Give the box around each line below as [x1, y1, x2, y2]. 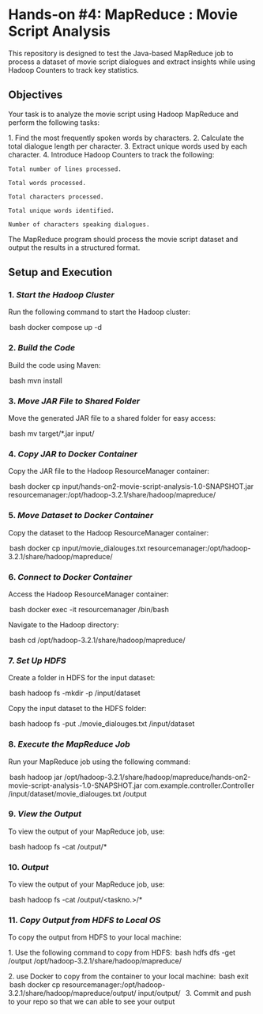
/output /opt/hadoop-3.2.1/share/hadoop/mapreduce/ [8, 956, 182, 966]
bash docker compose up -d [9, 323, 103, 332]
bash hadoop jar [9, 772, 63, 781]
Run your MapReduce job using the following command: [8, 757, 191, 766]
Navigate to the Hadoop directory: [8, 619, 119, 630]
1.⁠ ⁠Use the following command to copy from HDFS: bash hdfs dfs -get [8, 948, 235, 958]
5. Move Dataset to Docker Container [8, 510, 154, 521]
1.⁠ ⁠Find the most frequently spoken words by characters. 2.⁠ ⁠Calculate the [8, 133, 245, 142]
